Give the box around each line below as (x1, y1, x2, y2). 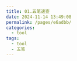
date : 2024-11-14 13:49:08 (6, 14, 72, 20)
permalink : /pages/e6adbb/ (6, 19, 72, 25)
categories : (6, 24, 35, 31)
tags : (6, 35, 19, 41)
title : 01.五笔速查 (6, 8, 50, 15)
